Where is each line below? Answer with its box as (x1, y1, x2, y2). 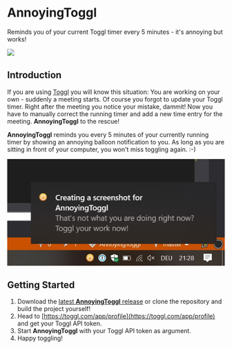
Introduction (7, 69, 62, 81)
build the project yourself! (17, 305, 91, 313)
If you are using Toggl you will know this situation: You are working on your (7, 88, 220, 96)
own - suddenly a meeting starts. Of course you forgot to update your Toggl (7, 95, 223, 103)
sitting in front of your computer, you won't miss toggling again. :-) (7, 145, 196, 153)
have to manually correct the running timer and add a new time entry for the (7, 109, 223, 118)
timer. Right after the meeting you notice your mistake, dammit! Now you (7, 102, 213, 111)
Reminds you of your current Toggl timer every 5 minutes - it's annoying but (7, 28, 223, 36)
